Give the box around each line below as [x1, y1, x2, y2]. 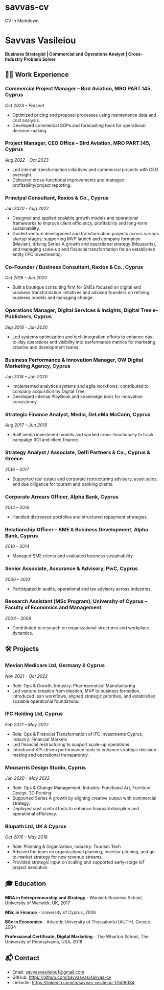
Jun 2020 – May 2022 [5, 775, 50, 781]
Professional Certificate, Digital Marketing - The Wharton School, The [5, 934, 149, 940]
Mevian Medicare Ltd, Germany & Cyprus [5, 662, 105, 669]
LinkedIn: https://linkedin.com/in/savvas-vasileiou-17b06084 [12, 980, 135, 986]
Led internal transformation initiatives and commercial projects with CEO [12, 166, 158, 173]
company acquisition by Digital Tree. [12, 389, 86, 395]
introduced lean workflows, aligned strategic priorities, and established [12, 693, 156, 699]
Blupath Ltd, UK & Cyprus [5, 823, 67, 830]
